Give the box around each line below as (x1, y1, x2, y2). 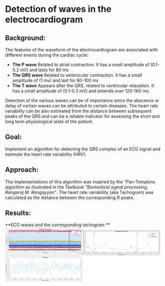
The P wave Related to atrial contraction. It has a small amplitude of (12, 62, 150, 67)
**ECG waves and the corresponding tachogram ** (5, 222, 110, 228)
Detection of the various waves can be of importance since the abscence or (5, 97, 160, 103)
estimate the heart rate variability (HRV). (5, 151, 87, 157)
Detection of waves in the (5, 3, 112, 15)
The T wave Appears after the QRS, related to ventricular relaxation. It (12, 83, 154, 89)
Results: (5, 209, 31, 217)
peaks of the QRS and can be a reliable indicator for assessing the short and (5, 113, 160, 119)
